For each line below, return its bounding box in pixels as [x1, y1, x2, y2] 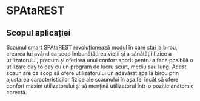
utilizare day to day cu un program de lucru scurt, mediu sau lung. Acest [6, 63, 187, 70]
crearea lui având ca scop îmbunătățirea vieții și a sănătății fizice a [6, 50, 172, 57]
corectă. [6, 89, 27, 96]
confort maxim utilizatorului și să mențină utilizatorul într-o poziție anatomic [6, 82, 194, 90]
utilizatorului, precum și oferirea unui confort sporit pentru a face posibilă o [6, 57, 194, 64]
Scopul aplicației [6, 28, 71, 38]
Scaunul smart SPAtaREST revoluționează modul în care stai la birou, [6, 44, 178, 51]
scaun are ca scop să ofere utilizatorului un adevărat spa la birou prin [6, 70, 179, 76]
